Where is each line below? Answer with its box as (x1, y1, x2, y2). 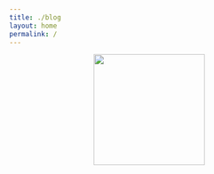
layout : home (9, 21, 58, 30)
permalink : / (9, 29, 58, 38)
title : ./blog (9, 12, 62, 22)
